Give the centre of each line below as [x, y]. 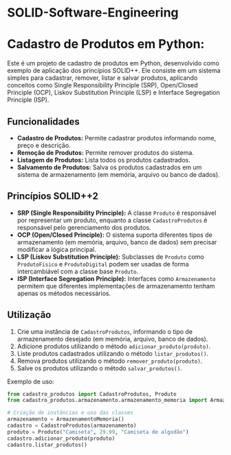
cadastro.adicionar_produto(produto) [61, 438]
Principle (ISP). [28, 100]
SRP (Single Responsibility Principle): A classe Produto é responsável [117, 213]
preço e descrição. [44, 145]
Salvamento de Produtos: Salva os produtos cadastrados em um [109, 167]
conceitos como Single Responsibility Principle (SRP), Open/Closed [102, 85]
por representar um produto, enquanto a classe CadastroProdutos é [112, 220]
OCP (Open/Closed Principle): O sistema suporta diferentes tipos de [115, 235]
